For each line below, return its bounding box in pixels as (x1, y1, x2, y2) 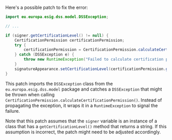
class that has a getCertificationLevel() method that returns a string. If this (5, 123, 167, 129)
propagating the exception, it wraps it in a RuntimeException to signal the (5, 102, 158, 109)
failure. (5, 108, 20, 114)
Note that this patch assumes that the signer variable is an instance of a (5, 118, 157, 124)
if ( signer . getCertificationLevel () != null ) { (5, 33, 109, 38)
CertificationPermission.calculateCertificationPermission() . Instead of (5, 97, 162, 103)
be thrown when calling (5, 91, 55, 97)
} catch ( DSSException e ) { (14, 52, 74, 57)
